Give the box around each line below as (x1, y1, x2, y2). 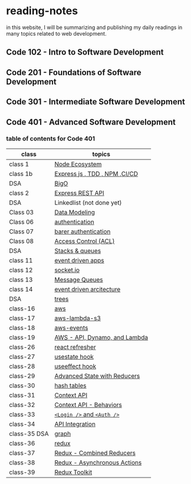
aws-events (54, 323, 88, 332)
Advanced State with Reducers (54, 371, 140, 380)
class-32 (9, 400, 35, 409)
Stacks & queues (54, 246, 101, 255)
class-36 (9, 439, 35, 447)
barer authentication (54, 227, 111, 235)
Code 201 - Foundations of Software (6, 67, 141, 78)
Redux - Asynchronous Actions (54, 458, 142, 466)
